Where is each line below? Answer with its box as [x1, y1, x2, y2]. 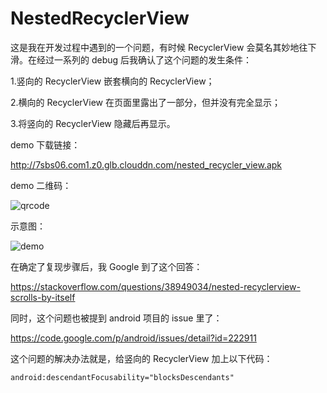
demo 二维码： [10, 179, 72, 191]
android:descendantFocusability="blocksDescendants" [10, 372, 235, 382]
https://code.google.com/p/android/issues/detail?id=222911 [10, 332, 257, 344]
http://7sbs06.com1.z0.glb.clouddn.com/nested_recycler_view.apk [10, 158, 283, 171]
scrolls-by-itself [10, 291, 76, 303]
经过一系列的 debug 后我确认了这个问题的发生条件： [36, 53, 253, 66]
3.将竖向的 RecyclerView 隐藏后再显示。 [10, 117, 176, 129]
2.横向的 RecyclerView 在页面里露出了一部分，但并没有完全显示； [10, 96, 281, 108]
